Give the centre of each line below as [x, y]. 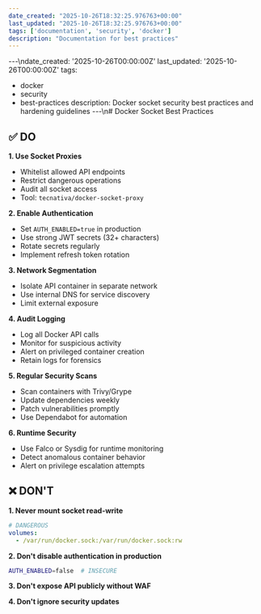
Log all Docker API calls [59, 334]
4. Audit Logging [37, 319]
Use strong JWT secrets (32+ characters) [90, 238]
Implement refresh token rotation [75, 254]
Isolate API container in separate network [89, 286]
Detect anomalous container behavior [83, 457]
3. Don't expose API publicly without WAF [80, 586]
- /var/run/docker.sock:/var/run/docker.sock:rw [99, 540]
